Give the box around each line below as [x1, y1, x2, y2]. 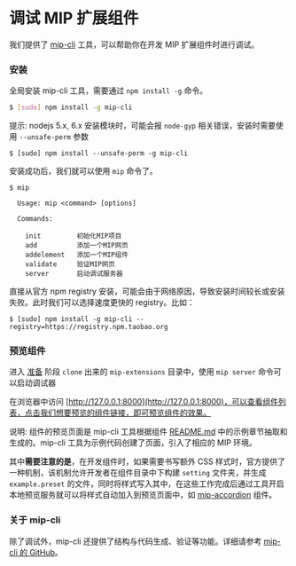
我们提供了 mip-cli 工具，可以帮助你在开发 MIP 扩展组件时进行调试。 [9, 39, 260, 50]
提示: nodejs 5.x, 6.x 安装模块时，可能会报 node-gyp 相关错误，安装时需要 [9, 121, 277, 131]
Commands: [17, 215, 53, 224]
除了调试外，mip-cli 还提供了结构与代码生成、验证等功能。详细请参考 [9, 536, 262, 546]
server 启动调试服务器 [25, 270, 123, 279]
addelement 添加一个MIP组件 [25, 250, 129, 260]
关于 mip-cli [9, 514, 61, 526]
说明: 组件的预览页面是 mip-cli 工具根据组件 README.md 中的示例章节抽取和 [9, 427, 288, 437]
